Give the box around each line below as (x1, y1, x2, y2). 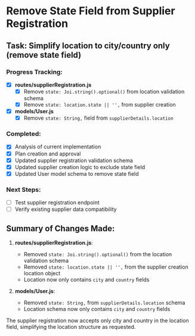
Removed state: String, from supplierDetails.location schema (23, 299, 185, 306)
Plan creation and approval (14, 150, 81, 157)
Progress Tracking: (6, 67, 63, 76)
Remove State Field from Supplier (6, 4, 175, 18)
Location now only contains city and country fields (23, 276, 150, 284)
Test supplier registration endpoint (14, 199, 100, 206)
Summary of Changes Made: (6, 223, 115, 234)
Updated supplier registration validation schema (14, 157, 133, 164)
